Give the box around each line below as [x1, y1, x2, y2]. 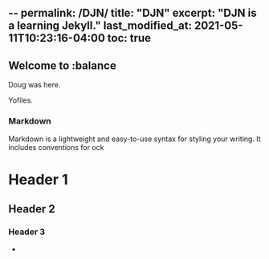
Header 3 [8, 226, 46, 237]
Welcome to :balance [8, 59, 116, 72]
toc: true [107, 31, 151, 45]
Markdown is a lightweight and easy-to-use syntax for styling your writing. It [8, 134, 261, 144]
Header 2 [8, 202, 56, 216]
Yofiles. [8, 95, 34, 105]
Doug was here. [8, 80, 61, 90]
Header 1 [8, 170, 68, 188]
